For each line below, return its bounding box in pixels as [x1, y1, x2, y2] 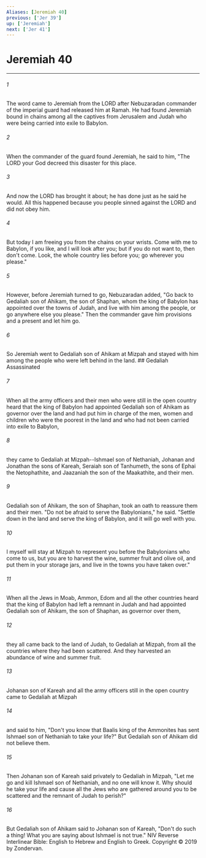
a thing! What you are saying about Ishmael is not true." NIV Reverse [6, 832, 179, 839]
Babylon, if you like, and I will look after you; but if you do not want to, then [6, 245, 195, 252]
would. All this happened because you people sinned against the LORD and [6, 199, 196, 206]
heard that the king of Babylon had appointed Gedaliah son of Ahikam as [6, 403, 190, 411]
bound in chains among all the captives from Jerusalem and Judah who [6, 113, 187, 120]
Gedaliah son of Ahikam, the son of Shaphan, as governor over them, [6, 607, 181, 615]
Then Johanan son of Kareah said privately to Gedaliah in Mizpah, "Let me [6, 773, 194, 780]
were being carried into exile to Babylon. [6, 119, 109, 127]
